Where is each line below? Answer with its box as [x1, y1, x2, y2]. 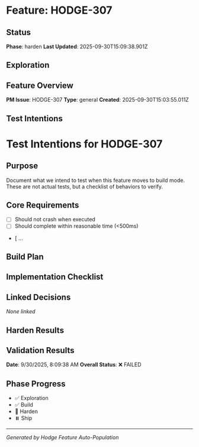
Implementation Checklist [6, 272, 104, 282]
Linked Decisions [6, 292, 71, 302]
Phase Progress [6, 379, 66, 389]
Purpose [6, 161, 38, 171]
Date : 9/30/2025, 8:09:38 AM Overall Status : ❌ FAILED [6, 361, 142, 369]
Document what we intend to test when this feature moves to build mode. [6, 177, 185, 184]
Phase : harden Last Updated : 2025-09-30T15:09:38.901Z [6, 43, 148, 50]
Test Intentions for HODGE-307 [6, 137, 163, 150]
